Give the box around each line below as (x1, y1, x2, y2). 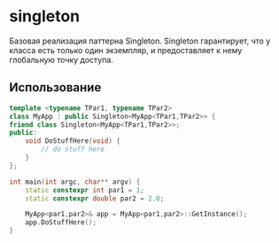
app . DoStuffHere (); (25, 218, 97, 227)
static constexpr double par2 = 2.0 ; (25, 193, 165, 203)
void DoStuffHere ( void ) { (25, 137, 121, 145)
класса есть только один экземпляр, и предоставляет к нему (9, 44, 243, 55)
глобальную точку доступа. (9, 54, 113, 65)
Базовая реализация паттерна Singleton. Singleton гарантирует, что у (9, 35, 271, 46)
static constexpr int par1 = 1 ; (25, 185, 144, 194)
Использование (9, 80, 102, 95)
